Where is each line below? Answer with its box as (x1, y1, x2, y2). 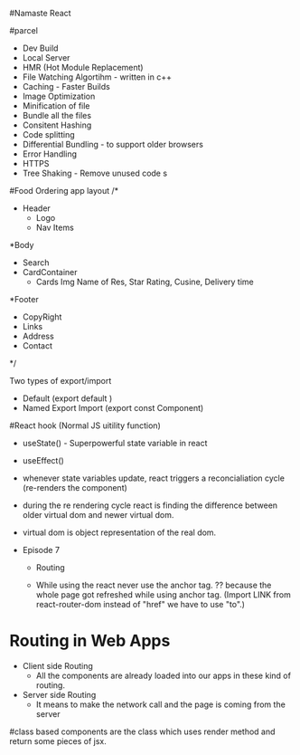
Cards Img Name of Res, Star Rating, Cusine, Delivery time (35, 276, 255, 287)
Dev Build (22, 43, 59, 53)
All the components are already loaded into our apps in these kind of (35, 670, 292, 681)
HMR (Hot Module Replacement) (22, 62, 144, 72)
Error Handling (22, 148, 78, 159)
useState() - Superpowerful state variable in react (22, 438, 208, 448)
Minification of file (22, 100, 90, 111)
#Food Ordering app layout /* (9, 186, 119, 196)
